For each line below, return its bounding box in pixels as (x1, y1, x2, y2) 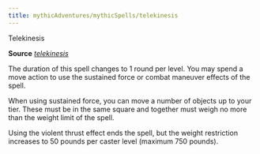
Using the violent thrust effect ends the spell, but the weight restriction (8, 128, 239, 137)
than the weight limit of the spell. (8, 112, 115, 122)
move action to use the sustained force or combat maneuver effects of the (8, 72, 251, 81)
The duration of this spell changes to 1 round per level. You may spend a (8, 64, 243, 73)
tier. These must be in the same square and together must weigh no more (8, 104, 247, 114)
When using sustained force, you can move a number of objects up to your (8, 96, 252, 105)
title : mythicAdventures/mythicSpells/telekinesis (8, 11, 179, 20)
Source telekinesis (8, 48, 69, 58)
